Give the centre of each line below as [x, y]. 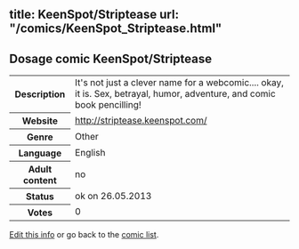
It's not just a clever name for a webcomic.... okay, [180, 83]
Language [40, 153]
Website [40, 121]
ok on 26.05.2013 [113, 196]
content [40, 180]
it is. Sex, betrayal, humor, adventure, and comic [175, 94]
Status [40, 197]
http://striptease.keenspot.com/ [141, 120]
